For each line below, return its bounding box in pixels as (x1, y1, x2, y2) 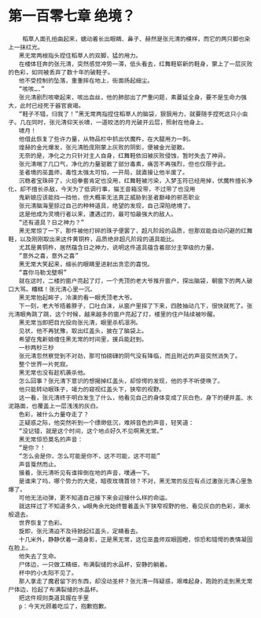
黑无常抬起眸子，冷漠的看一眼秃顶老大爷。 (18, 294, 136, 302)
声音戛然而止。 (18, 460, 61, 468)
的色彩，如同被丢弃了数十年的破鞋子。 (8, 68, 114, 76)
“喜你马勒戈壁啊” (18, 269, 68, 276)
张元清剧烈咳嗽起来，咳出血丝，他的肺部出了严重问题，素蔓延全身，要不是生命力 (18, 93, 241, 101)
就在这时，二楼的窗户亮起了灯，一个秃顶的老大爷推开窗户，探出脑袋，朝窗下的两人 (18, 276, 248, 285)
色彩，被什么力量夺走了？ (18, 410, 90, 419)
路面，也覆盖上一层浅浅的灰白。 (13, 402, 102, 410)
